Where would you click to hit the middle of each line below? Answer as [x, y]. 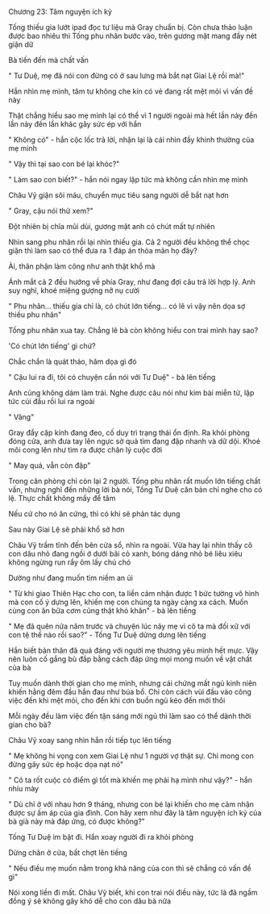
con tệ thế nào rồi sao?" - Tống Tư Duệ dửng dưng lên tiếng [108, 635]
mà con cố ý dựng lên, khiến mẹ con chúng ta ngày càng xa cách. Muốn [128, 602]
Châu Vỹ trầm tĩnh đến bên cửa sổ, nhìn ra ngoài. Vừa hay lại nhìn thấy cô [131, 545]
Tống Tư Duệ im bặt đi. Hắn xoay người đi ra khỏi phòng [101, 837]
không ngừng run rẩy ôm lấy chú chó [70, 562]
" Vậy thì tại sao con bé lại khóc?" [64, 164]
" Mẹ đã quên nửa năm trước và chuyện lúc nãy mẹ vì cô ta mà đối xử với [129, 626]
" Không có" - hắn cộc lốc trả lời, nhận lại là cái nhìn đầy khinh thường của [131, 140]
